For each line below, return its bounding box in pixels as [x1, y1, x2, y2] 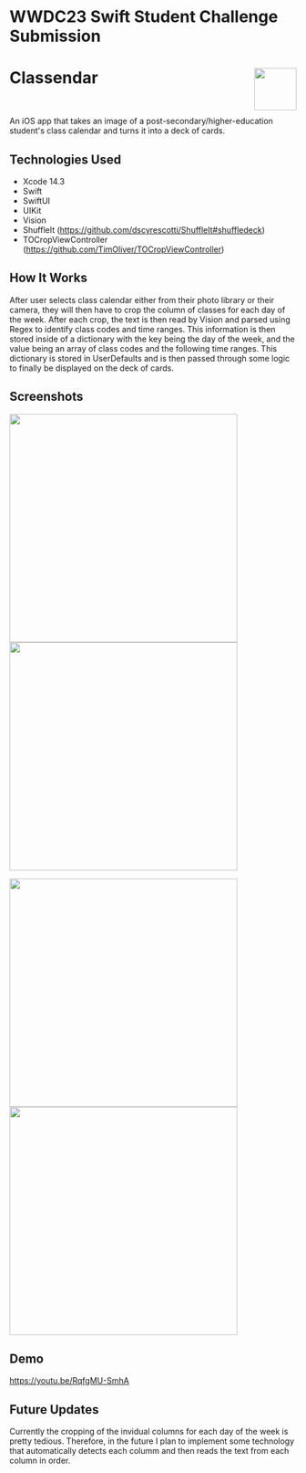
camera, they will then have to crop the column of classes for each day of [9, 304, 286, 315]
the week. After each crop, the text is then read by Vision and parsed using [9, 313, 291, 325]
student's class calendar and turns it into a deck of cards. [9, 125, 226, 136]
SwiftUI [22, 195, 51, 206]
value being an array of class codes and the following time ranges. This [9, 342, 278, 353]
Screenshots [9, 389, 84, 405]
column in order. [9, 1455, 71, 1467]
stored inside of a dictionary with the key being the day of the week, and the [9, 333, 296, 344]
